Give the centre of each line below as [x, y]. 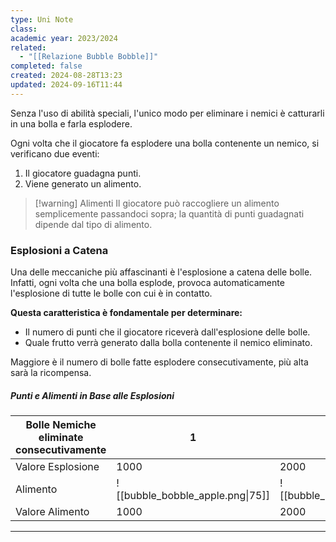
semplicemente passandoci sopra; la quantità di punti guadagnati [169, 213]
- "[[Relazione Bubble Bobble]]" [89, 57]
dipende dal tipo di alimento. [93, 224]
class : [24, 29]
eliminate [61, 438]
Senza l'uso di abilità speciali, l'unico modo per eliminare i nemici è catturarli [167, 113]
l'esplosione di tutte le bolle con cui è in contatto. [111, 293]
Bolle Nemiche [61, 425]
